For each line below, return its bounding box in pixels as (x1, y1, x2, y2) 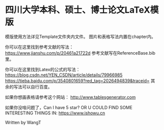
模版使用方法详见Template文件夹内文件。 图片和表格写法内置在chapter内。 (5, 34, 156, 39)
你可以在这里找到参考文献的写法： (5, 44, 74, 50)
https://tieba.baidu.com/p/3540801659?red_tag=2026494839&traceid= (5, 77, 150, 83)
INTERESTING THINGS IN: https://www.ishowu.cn (5, 110, 105, 116)
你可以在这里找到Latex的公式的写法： (5, 66, 81, 72)
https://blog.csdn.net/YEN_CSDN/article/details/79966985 (5, 72, 123, 78)
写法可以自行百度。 (13, 84, 52, 90)
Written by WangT (5, 119, 41, 125)
